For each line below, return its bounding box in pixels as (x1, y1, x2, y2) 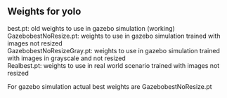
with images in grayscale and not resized (7, 54, 127, 62)
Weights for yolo (7, 6, 82, 17)
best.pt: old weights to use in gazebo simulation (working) (7, 24, 176, 32)
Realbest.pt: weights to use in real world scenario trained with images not (7, 61, 220, 69)
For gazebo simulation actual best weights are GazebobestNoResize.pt (7, 82, 212, 90)
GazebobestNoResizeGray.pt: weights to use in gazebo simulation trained (7, 46, 220, 55)
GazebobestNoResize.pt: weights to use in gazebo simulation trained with (7, 31, 221, 40)
